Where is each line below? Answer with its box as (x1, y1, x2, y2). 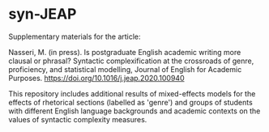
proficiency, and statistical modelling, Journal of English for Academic (8, 64, 242, 74)
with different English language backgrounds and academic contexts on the (8, 106, 261, 116)
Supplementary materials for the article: (8, 32, 141, 41)
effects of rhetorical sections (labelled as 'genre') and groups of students (8, 97, 253, 107)
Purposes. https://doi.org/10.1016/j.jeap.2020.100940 (8, 73, 185, 83)
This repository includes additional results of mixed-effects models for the (8, 88, 256, 98)
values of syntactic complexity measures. (8, 114, 147, 124)
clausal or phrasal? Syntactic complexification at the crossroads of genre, (8, 56, 254, 66)
